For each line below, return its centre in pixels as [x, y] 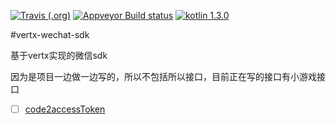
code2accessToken [65, 109]
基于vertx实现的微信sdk [59, 55]
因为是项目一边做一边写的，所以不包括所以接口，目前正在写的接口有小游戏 [163, 76]
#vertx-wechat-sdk [50, 34]
